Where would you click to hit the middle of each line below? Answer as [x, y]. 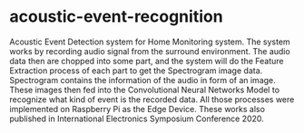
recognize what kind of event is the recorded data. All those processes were [152, 99]
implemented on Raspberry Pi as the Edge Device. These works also [137, 109]
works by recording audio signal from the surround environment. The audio [150, 51]
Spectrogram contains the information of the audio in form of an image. [143, 80]
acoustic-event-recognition [117, 17]
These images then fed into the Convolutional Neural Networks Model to [144, 90]
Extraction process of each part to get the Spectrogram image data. [136, 71]
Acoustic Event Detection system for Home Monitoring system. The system [150, 42]
